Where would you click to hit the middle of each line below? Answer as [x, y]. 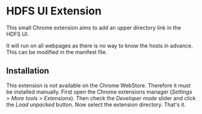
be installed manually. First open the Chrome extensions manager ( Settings [99, 92]
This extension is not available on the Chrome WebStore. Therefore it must [99, 85]
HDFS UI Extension [54, 11]
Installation [28, 71]
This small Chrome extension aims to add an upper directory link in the [94, 28]
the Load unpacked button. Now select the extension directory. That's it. [96, 104]
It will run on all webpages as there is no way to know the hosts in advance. [100, 46]
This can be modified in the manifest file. [57, 52]
